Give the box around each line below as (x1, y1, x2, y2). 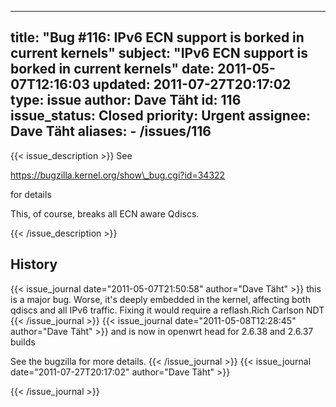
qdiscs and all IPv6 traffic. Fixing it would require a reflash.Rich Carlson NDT (10, 304, 325, 316)
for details (10, 188, 52, 200)
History (10, 256, 58, 273)
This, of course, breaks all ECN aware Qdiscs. (10, 207, 200, 220)
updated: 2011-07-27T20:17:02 (92, 76, 292, 93)
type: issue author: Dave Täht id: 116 (10, 92, 242, 109)
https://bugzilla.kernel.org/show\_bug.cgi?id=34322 (10, 169, 226, 181)
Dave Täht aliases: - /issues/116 (10, 123, 212, 140)
